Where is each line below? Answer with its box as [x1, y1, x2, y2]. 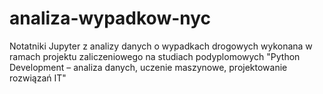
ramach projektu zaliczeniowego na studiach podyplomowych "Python [9, 50, 301, 62]
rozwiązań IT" [9, 72, 67, 84]
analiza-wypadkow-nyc [9, 7, 212, 30]
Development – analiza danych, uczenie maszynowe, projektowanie [9, 61, 288, 73]
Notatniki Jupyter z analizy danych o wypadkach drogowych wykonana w [9, 40, 313, 52]
